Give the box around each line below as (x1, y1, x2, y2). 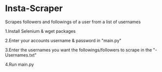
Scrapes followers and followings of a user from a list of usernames (5, 19, 141, 25)
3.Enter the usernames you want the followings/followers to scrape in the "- (5, 47, 158, 53)
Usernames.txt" (5, 52, 37, 58)
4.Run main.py (5, 61, 34, 67)
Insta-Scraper (5, 3, 63, 14)
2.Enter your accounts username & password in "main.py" (5, 37, 122, 43)
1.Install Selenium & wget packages (5, 28, 76, 34)
